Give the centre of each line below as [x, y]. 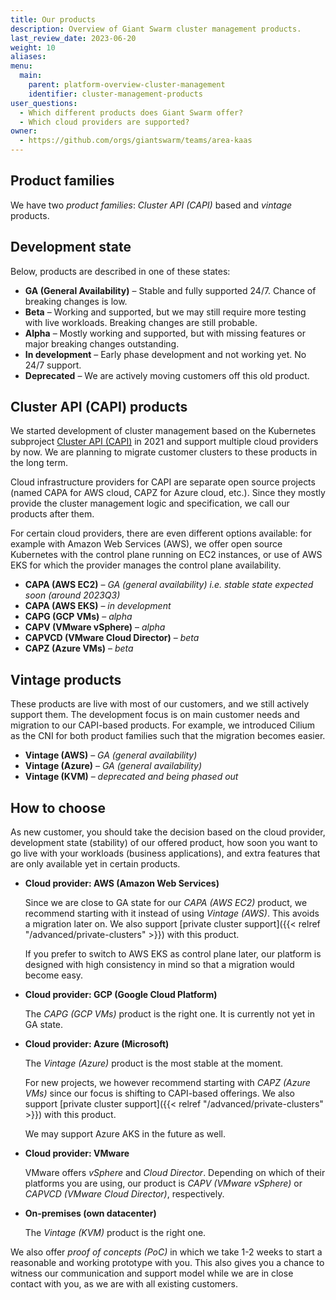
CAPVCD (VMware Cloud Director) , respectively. [124, 1194]
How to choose [58, 807]
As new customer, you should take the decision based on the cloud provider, [168, 832]
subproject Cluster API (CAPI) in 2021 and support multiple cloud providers [164, 442]
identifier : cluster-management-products [115, 94]
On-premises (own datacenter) [90, 1213]
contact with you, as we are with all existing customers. [124, 1284]
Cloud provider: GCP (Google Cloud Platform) [121, 995]
